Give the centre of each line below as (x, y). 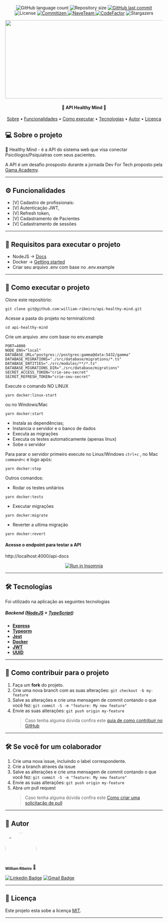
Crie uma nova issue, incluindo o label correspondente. (69, 761)
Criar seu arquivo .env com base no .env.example (63, 267)
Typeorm (22, 631)
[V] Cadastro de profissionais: (43, 203)
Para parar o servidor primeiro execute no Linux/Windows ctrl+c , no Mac (82, 454)
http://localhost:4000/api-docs (37, 556)
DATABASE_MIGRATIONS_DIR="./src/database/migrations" (62, 368)
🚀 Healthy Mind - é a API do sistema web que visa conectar (66, 150)
